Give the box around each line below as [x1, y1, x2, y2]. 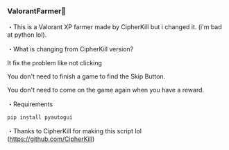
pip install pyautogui [7, 114, 73, 121]
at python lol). [7, 31, 47, 39]
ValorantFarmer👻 [7, 6, 67, 16]
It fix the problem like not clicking [7, 59, 103, 67]
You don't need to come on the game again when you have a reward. [7, 86, 205, 94]
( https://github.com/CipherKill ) [7, 135, 95, 143]
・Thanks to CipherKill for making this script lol [7, 127, 142, 135]
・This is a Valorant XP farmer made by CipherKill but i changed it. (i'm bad [7, 23, 222, 31]
